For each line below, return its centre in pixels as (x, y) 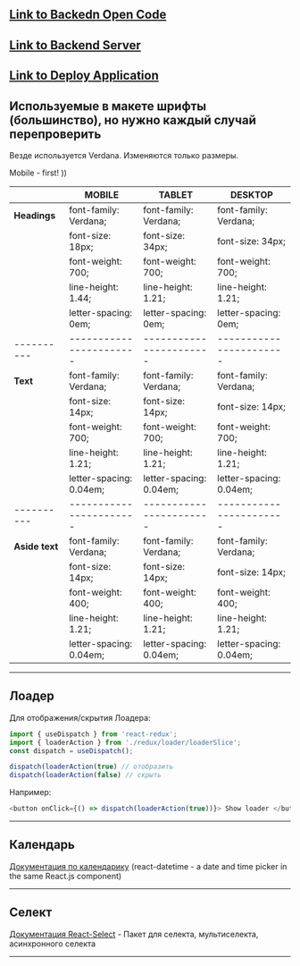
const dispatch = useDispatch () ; (71, 750)
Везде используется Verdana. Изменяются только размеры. (124, 155)
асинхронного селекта (53, 944)
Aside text (36, 547)
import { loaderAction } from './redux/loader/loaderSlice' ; (125, 742)
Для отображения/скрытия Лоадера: (80, 717)
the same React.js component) (66, 876)
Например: (30, 792)
